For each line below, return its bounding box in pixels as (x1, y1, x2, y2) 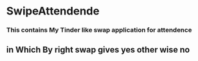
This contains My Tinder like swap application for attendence (6, 26, 193, 34)
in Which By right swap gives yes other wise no (6, 44, 190, 55)
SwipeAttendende (6, 4, 100, 18)
